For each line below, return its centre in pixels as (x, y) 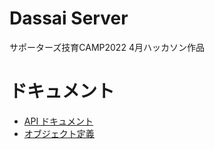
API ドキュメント (58, 121)
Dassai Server (69, 18)
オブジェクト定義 (59, 133)
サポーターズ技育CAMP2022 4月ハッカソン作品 (107, 47)
